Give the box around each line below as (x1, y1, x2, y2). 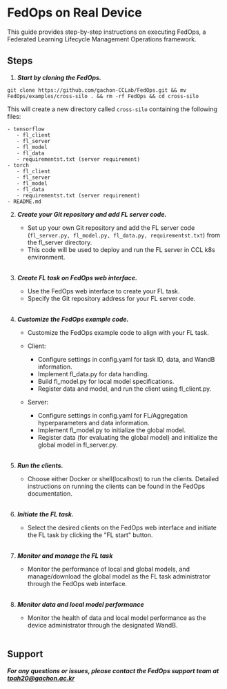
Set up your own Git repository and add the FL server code (27, 223, 195, 232)
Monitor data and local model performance (17, 600, 144, 608)
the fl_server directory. (27, 238, 92, 246)
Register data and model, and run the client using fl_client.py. (37, 385, 212, 393)
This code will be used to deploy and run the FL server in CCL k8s (27, 245, 215, 253)
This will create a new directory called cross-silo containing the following (7, 105, 217, 113)
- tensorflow (7, 126, 45, 133)
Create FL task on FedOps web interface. (17, 273, 138, 282)
